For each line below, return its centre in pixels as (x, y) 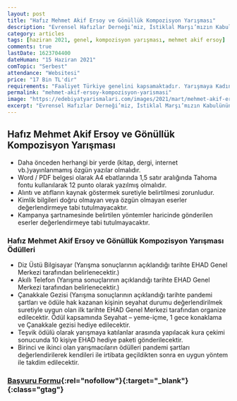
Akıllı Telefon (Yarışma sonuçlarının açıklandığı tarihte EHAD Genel (114, 280)
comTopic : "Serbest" (38, 66)
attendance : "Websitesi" (44, 73)
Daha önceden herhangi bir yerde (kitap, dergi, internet (98, 162)
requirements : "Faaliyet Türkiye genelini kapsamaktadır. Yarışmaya (110, 86)
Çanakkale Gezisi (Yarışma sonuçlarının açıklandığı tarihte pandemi (115, 294)
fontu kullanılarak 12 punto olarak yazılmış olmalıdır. (92, 185)
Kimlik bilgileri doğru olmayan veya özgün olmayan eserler (102, 200)
